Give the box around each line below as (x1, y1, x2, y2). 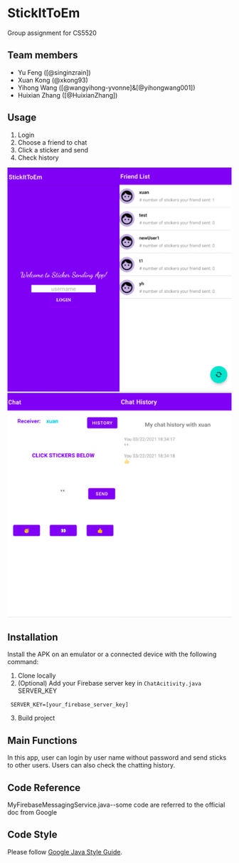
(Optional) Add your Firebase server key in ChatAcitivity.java (17, 679, 201, 688)
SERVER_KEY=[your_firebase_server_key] (10, 701, 129, 708)
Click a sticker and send (17, 145, 89, 154)
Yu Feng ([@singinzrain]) (17, 68, 91, 76)
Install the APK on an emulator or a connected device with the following (7, 650, 217, 658)
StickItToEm (7, 5, 80, 21)
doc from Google (7, 808, 58, 817)
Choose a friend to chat (17, 138, 87, 147)
